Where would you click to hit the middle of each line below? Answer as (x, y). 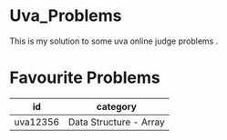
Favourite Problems (85, 78)
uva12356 (37, 122)
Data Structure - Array (117, 122)
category (116, 106)
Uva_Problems (66, 16)
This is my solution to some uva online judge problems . (114, 41)
